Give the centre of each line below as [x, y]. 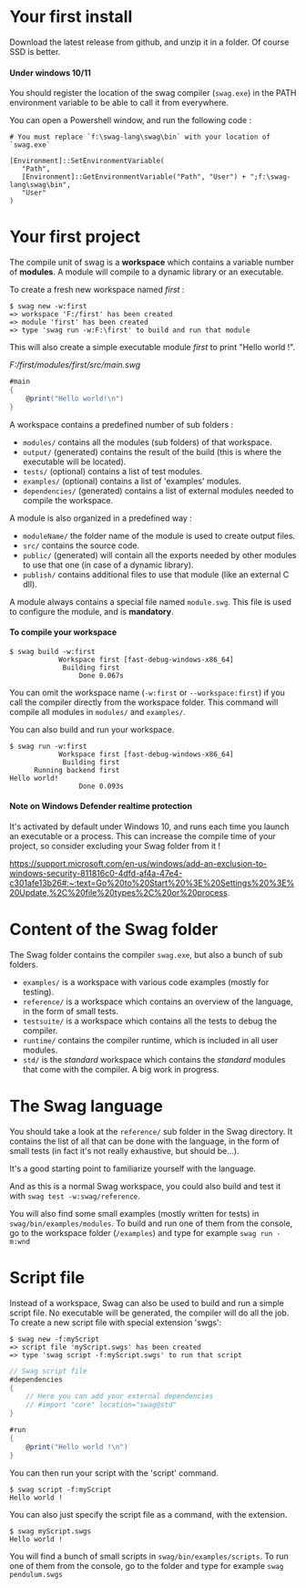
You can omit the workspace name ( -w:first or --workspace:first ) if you [147, 692]
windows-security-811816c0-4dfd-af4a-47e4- [96, 873]
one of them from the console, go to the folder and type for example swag [147, 1565]
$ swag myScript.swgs [51, 1531]
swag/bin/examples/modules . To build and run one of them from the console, [151, 1223]
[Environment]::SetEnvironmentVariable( [87, 161]
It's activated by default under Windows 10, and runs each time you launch [149, 826]
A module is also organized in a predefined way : [101, 518]
